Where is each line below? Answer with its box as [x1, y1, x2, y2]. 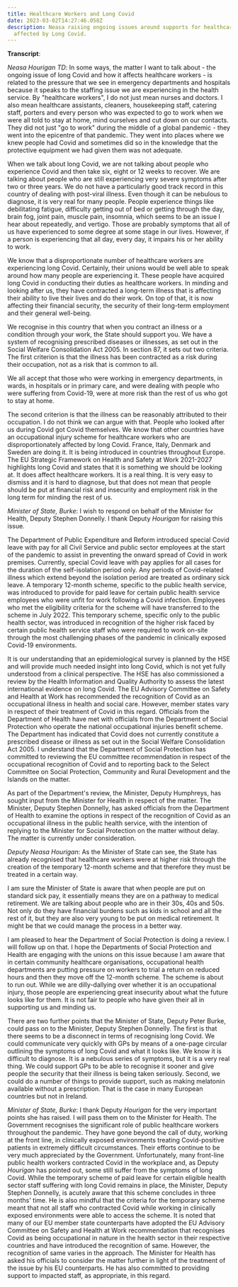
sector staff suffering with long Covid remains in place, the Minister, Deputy [7, 1181, 228, 1190]
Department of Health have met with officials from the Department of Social [7, 715, 228, 723]
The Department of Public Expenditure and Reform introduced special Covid [7, 535, 230, 544]
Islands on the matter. [7, 775, 71, 783]
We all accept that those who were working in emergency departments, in [7, 374, 223, 382]
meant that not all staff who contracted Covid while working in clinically [7, 1203, 216, 1212]
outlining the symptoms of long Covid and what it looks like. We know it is [7, 1047, 222, 1055]
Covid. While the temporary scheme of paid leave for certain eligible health [7, 1174, 227, 1182]
